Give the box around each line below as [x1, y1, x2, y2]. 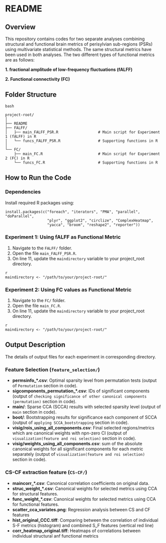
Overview [5, 23, 36, 31]
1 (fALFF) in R [5, 134, 37, 139]
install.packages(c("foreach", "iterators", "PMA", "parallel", [5, 209, 140, 214]
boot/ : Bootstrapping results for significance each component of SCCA [12, 415, 157, 421]
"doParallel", [5, 214, 35, 219]
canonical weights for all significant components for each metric [12, 446, 143, 452]
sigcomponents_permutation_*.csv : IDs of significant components [12, 388, 150, 394]
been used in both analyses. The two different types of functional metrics [5, 52, 155, 58]
